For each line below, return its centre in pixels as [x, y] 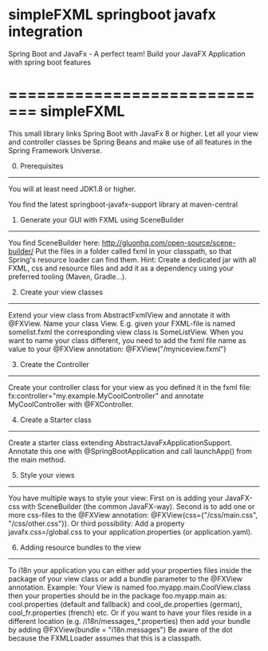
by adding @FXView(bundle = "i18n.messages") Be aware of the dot [120, 629]
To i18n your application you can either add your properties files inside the [130, 570]
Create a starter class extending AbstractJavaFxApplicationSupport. [120, 442]
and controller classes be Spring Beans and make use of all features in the [130, 142]
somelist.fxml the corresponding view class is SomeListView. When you [126, 332]
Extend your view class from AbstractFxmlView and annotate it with [119, 315]
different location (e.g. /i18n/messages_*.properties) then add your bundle [130, 621]
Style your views [47, 475]
